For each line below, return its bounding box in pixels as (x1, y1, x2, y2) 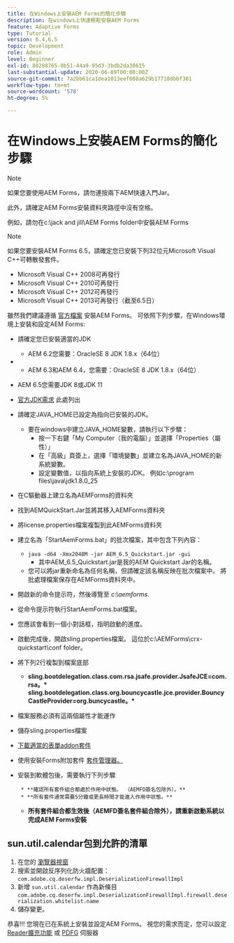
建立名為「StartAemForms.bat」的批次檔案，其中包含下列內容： (17, 535, 203, 543)
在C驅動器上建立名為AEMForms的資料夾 (17, 490, 133, 499)
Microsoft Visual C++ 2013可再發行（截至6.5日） (17, 296, 159, 305)
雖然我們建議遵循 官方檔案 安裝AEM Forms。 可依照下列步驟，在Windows (7, 311, 219, 319)
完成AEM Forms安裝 (27, 815, 87, 824)
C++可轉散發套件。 (7, 255, 63, 263)
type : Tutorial (7, 29, 52, 37)
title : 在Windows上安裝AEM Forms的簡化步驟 (7, 10, 126, 17)
